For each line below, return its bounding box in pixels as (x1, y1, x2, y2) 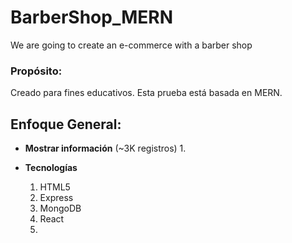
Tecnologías (24, 162, 78, 174)
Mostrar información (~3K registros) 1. (24, 142, 187, 155)
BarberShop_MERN (10, 6, 174, 29)
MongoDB (39, 202, 82, 215)
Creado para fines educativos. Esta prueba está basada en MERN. (10, 87, 283, 99)
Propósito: (10, 64, 63, 78)
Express (39, 192, 74, 204)
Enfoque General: (10, 116, 122, 133)
